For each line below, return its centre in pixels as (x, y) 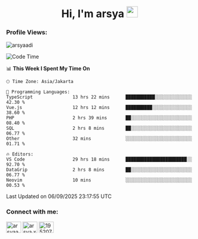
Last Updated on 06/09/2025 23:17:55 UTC (59, 196)
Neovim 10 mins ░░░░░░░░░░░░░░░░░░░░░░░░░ (99, 180)
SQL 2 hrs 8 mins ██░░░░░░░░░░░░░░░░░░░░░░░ (99, 128)
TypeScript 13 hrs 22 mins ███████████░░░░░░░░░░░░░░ (99, 97)
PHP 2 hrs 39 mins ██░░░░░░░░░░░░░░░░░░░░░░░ (99, 118)
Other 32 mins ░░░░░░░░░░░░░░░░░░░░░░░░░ (99, 139)
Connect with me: (32, 212)
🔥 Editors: (20, 154)
